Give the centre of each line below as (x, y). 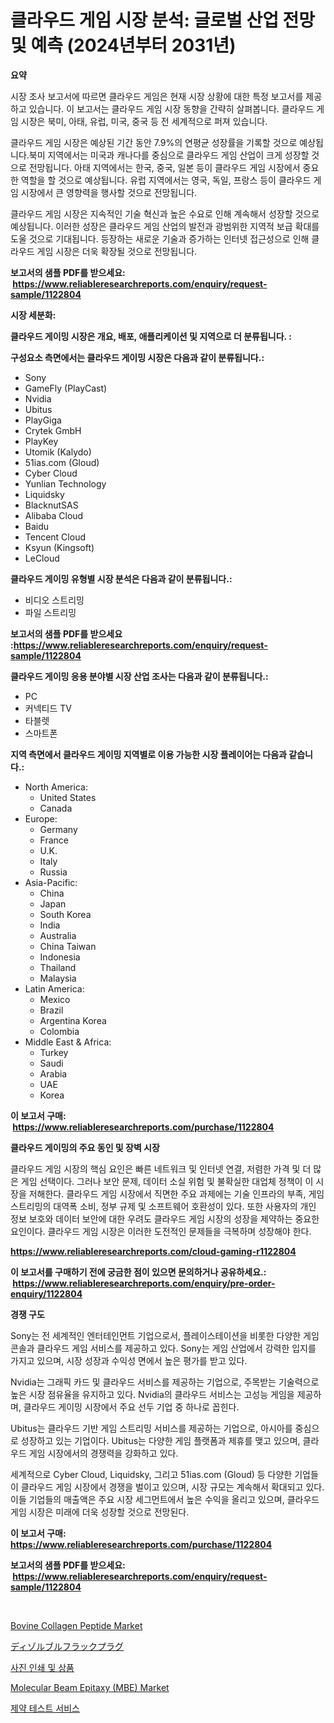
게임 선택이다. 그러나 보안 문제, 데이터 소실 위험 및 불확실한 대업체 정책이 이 (167, 1181)
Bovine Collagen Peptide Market (76, 1625)
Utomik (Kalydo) (58, 452)
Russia (53, 872)
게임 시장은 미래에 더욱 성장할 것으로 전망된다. (100, 1512)
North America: (56, 787)
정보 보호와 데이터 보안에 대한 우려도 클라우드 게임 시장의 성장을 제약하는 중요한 (165, 1218)
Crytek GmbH (53, 430)
